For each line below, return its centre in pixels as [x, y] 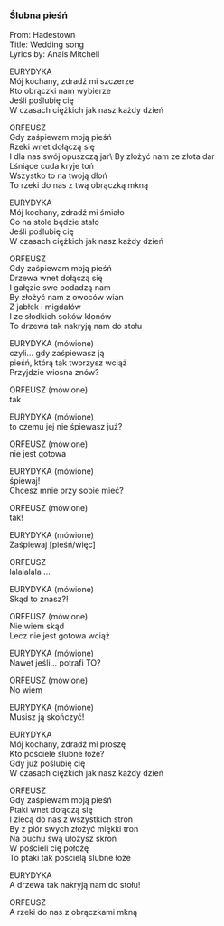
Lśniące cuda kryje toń [52, 166]
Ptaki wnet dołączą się [51, 810]
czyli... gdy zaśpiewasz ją [57, 354]
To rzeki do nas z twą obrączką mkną [79, 185]
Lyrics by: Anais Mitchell [55, 54]
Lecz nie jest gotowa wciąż [60, 636]
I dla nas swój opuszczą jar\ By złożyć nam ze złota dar [112, 156]
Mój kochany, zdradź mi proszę [68, 744]
